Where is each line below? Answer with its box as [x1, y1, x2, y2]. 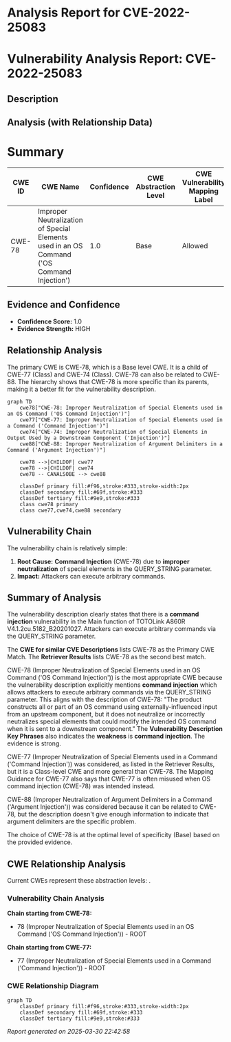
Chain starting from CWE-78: [7, 909, 92, 918]
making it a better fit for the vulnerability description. [7, 385, 156, 393]
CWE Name [41, 182, 80, 192]
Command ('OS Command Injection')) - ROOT [16, 930, 147, 939]
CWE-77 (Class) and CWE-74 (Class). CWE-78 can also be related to [7, 370, 201, 379]
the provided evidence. [7, 838, 73, 846]
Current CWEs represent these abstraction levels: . [7, 876, 151, 885]
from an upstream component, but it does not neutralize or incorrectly [7, 710, 205, 719]
